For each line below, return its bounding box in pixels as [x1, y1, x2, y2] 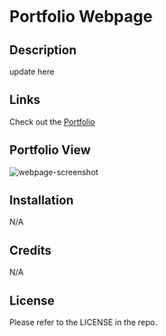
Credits [9, 242, 52, 258]
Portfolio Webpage [9, 6, 153, 27]
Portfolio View [9, 143, 91, 158]
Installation [9, 192, 74, 209]
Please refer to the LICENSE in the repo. [9, 317, 158, 328]
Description [9, 42, 77, 58]
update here [9, 66, 55, 77]
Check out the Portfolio [9, 116, 96, 127]
